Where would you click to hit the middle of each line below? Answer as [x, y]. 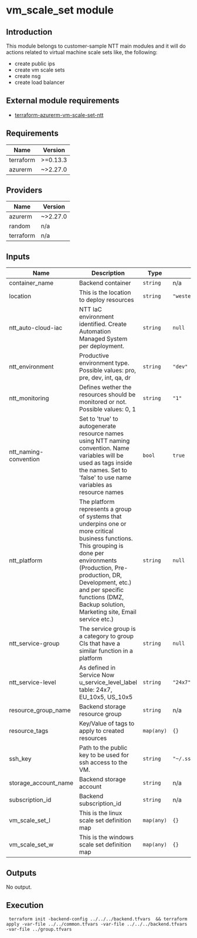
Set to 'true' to [98, 419]
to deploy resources [106, 300]
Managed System [103, 339]
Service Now [97, 675]
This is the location [105, 293]
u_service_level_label [108, 683]
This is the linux [100, 813]
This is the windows [106, 838]
